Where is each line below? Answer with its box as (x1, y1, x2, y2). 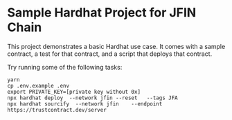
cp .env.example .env (7, 82, 70, 89)
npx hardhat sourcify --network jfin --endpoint (7, 100, 163, 108)
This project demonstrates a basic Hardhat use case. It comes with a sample (7, 42, 226, 50)
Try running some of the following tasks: (7, 63, 123, 71)
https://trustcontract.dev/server (7, 106, 107, 113)
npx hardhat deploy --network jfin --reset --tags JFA (7, 94, 178, 101)
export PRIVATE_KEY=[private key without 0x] (7, 88, 141, 95)
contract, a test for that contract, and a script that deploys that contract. (7, 50, 213, 58)
